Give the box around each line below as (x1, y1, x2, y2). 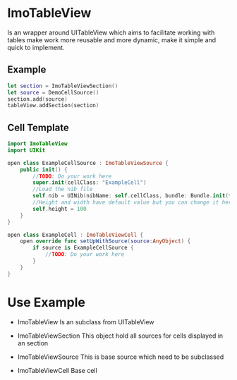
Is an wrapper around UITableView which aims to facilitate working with (7, 28, 215, 37)
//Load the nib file (32, 185, 93, 193)
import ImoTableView (7, 140, 68, 147)
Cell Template (7, 121, 69, 133)
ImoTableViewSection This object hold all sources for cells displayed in (17, 331, 224, 340)
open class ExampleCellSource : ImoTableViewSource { (7, 159, 169, 166)
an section (17, 338, 49, 347)
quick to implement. (7, 43, 65, 51)
